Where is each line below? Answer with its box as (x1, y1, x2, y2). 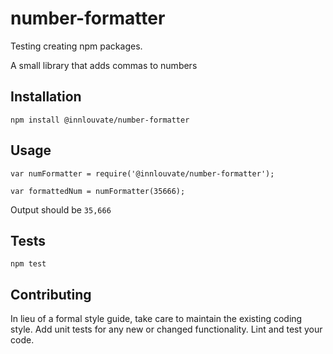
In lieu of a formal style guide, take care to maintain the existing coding (10, 313, 303, 325)
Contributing (10, 286, 92, 303)
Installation (10, 88, 82, 106)
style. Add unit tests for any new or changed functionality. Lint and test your (10, 323, 323, 336)
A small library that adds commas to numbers (10, 59, 198, 71)
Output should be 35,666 (10, 203, 112, 216)
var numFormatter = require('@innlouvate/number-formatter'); (10, 168, 275, 179)
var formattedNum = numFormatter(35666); (10, 186, 186, 196)
